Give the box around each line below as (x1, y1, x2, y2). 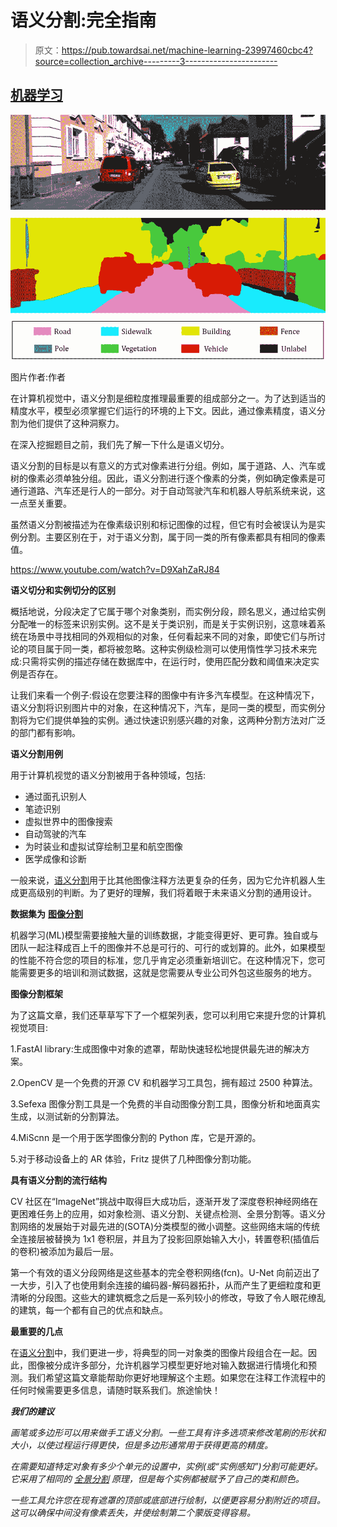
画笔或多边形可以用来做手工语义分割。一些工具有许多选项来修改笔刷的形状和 (10, 1427, 326, 1439)
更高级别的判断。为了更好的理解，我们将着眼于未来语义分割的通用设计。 (18, 887, 317, 899)
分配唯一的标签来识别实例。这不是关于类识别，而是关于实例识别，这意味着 (10, 618, 317, 630)
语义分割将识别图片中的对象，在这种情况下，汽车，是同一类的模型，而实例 (10, 702, 317, 714)
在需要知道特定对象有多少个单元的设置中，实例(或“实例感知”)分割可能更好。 (10, 1461, 323, 1473)
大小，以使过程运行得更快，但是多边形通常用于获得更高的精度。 (10, 1439, 273, 1451)
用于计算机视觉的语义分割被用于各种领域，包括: (10, 769, 207, 781)
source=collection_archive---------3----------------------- (34, 55, 278, 67)
